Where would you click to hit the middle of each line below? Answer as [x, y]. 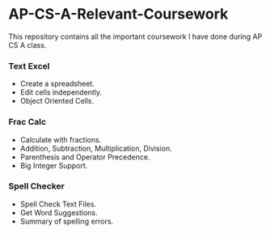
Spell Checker [36, 186]
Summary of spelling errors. [67, 221]
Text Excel [29, 66]
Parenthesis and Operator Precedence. [85, 157]
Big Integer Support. [54, 165]
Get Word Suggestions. [59, 212]
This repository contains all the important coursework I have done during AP [135, 36]
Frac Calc [27, 122]
